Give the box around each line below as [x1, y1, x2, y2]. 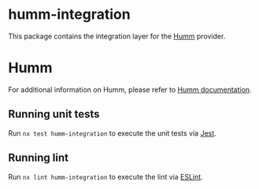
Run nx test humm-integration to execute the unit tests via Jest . [8, 128, 216, 138]
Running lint [8, 151, 69, 165]
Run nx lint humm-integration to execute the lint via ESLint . [8, 172, 203, 181]
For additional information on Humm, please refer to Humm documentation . [8, 85, 252, 94]
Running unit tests [8, 107, 100, 121]
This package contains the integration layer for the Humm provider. [8, 31, 226, 41]
